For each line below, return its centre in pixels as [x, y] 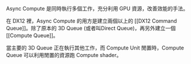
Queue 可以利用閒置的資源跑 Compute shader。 [64, 55]
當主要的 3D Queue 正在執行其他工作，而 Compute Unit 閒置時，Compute [95, 48]
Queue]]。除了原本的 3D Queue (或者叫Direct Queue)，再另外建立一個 [91, 28]
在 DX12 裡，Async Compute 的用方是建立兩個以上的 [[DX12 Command [92, 21]
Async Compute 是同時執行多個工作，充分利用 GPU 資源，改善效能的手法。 [97, 8]
